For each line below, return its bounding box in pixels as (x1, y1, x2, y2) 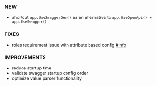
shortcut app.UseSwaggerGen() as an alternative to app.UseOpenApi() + (11, 15, 152, 20)
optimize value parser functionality (11, 75, 82, 81)
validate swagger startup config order (11, 70, 89, 76)
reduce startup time (11, 65, 52, 71)
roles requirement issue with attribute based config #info (11, 42, 127, 48)
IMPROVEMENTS (4, 54, 46, 61)
